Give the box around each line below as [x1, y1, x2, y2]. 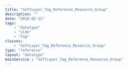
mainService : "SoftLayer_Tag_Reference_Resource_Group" [5, 57, 124, 62]
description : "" [5, 12, 38, 17]
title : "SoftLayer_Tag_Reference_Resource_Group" [5, 7, 108, 12]
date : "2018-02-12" [5, 16, 45, 21]
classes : [5, 39, 23, 44]
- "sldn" [14, 30, 32, 34]
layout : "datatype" [5, 52, 45, 57]
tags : [5, 20, 16, 26]
